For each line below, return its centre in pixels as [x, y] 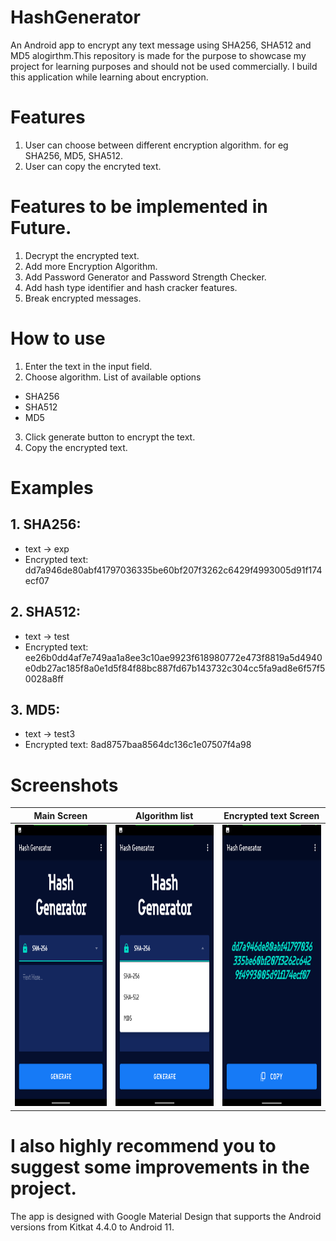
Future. [41, 228]
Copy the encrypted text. [76, 447]
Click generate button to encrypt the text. [110, 437]
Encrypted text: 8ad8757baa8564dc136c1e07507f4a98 [138, 745]
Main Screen [60, 815]
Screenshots [64, 785]
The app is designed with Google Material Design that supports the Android [166, 1216]
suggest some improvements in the [160, 1167]
